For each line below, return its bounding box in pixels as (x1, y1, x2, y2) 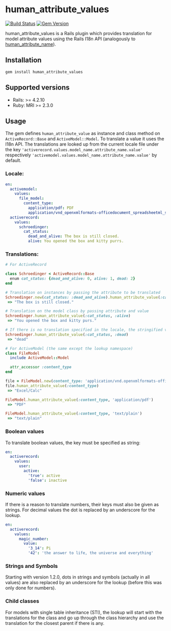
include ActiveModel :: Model (10, 355, 70, 361)
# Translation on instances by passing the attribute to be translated (5, 290, 160, 295)
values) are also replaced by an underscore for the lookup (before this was (5, 580, 162, 586)
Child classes (5, 597, 40, 605)
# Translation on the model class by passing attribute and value (5, 309, 149, 314)
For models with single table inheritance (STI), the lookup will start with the (5, 609, 162, 615)
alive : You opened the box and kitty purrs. (27, 238, 124, 244)
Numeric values (5, 490, 45, 497)
